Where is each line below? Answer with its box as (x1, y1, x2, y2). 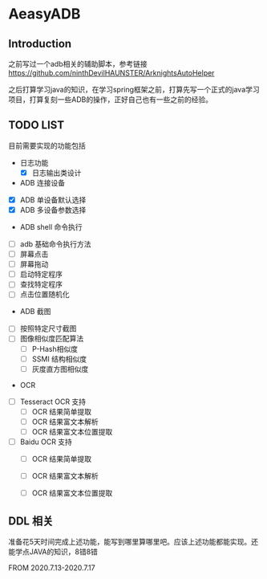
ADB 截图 (19, 307, 51, 316)
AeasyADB (8, 5, 81, 23)
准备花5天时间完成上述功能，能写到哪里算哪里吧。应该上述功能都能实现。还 (8, 537, 259, 546)
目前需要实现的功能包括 (8, 141, 86, 150)
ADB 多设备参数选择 (19, 205, 87, 214)
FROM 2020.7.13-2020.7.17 (8, 563, 95, 573)
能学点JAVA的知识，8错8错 (8, 547, 99, 557)
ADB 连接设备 (19, 177, 66, 187)
